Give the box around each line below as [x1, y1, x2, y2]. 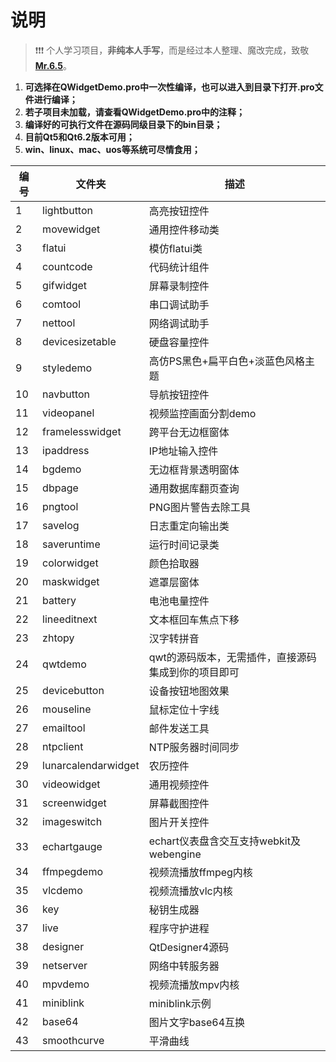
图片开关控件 [148, 815, 210, 829]
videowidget [42, 777, 101, 791]
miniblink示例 [148, 996, 212, 1010]
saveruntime [42, 537, 101, 551]
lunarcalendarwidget [42, 758, 140, 772]
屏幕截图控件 [148, 796, 210, 810]
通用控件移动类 [148, 222, 220, 236]
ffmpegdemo [42, 864, 104, 878]
